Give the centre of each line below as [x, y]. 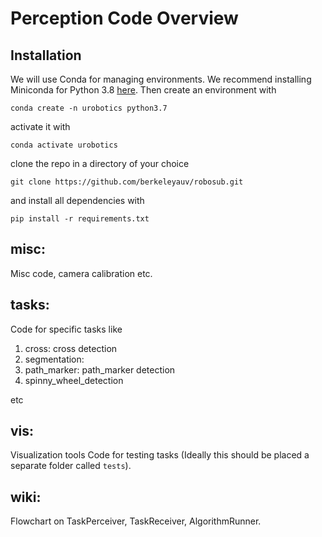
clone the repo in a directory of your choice [100, 163]
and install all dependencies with [77, 200]
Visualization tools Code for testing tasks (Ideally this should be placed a [160, 455]
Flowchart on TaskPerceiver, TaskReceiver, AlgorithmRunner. [136, 521]
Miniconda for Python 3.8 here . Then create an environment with [143, 90]
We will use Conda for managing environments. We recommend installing [161, 79]
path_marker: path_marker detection [100, 369]
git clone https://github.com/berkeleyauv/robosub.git [127, 182]
